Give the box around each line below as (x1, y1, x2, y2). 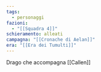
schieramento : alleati (6, 31, 63, 37)
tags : (6, 8, 20, 15)
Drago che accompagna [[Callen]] (6, 58, 91, 66)
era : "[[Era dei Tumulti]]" (6, 43, 77, 49)
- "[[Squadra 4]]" (11, 25, 58, 32)
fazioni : (6, 20, 28, 26)
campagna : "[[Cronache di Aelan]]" (6, 37, 96, 43)
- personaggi (11, 14, 44, 20)
